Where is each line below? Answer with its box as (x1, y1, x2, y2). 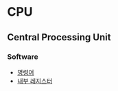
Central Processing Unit (7, 31, 111, 43)
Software (7, 52, 39, 62)
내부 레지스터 (16, 77, 53, 85)
